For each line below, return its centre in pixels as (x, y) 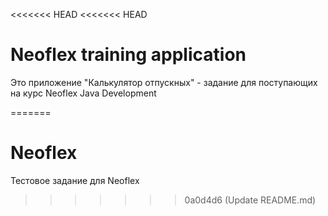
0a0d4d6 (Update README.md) (250, 200)
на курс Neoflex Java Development (83, 93)
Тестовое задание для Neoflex (75, 180)
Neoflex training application (128, 55)
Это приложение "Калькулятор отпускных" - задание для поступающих (164, 82)
